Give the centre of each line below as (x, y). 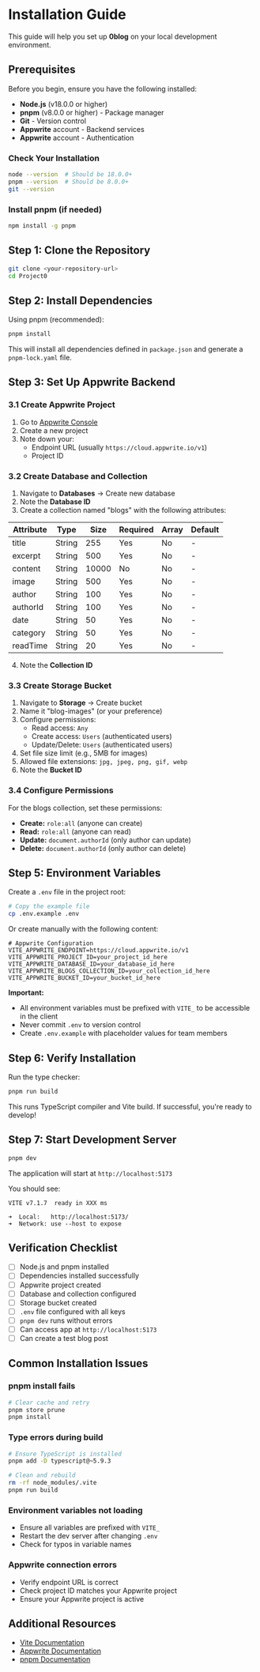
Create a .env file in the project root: (67, 892)
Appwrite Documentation (60, 1651)
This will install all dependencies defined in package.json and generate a (126, 349)
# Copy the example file (49, 906)
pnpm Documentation (55, 1659)
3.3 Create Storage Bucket (60, 685)
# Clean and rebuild (42, 1475)
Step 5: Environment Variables (85, 874)
